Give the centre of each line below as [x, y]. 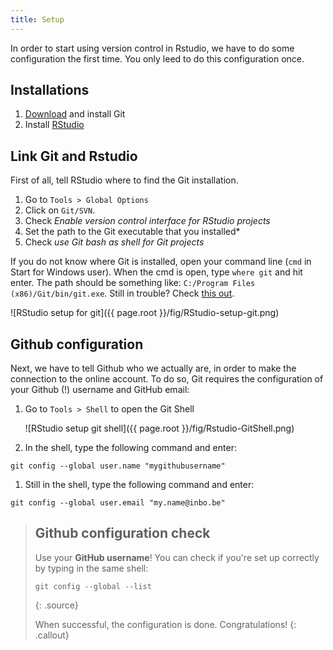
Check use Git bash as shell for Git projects [114, 242]
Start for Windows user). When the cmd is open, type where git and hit [156, 272]
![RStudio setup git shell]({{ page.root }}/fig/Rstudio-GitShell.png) [159, 428]
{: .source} [56, 605]
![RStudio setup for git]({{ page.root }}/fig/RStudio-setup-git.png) [145, 313]
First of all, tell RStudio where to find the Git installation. [124, 180]
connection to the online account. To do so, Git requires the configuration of [167, 379]
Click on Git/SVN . [60, 210]
